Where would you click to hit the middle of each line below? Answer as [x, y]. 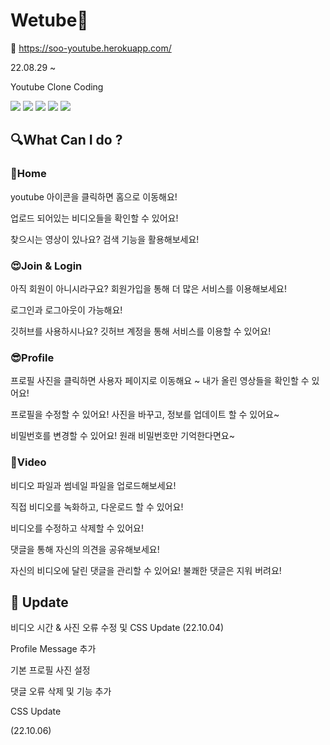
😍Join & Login [46, 266]
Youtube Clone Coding [57, 86]
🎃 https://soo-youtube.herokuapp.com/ [91, 48]
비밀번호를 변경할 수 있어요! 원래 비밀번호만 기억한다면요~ [122, 436]
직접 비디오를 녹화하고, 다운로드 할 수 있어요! [97, 506]
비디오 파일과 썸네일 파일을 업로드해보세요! [93, 485]
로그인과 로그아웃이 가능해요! [66, 310]
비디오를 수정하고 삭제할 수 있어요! [77, 528]
